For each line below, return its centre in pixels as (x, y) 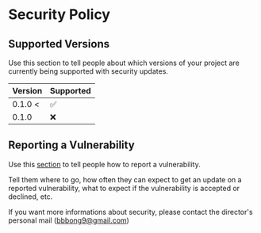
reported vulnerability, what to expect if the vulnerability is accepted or (124, 188)
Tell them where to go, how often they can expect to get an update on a (125, 179)
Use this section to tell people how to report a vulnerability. (104, 164)
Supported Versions (59, 44)
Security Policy (59, 15)
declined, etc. (31, 197)
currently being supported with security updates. (88, 71)
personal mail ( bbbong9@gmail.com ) (69, 220)
